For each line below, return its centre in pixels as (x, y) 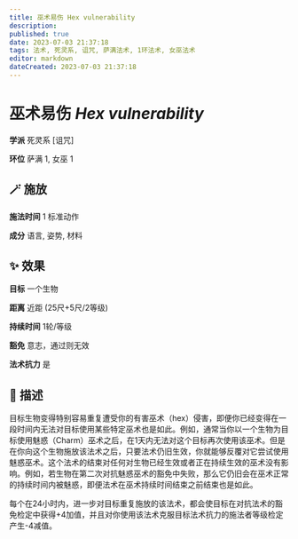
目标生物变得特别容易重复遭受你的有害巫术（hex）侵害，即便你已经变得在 (144, 418)
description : (33, 26)
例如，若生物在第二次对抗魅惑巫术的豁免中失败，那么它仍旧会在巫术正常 (157, 474)
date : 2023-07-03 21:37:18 (59, 42)
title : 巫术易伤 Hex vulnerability (72, 17)
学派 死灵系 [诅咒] (42, 139)
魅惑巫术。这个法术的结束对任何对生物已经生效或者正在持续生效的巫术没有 (145, 463)
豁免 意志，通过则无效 (49, 345)
